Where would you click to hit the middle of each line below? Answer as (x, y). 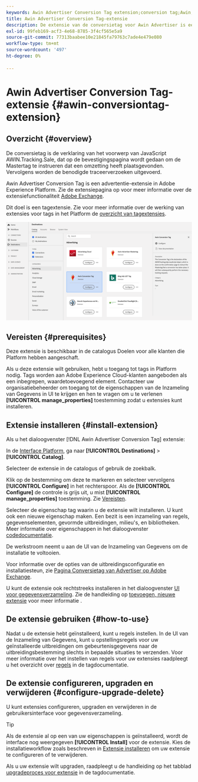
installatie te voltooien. (33, 553)
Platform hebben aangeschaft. (43, 357)
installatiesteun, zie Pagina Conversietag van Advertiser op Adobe (86, 570)
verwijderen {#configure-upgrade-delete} (85, 693)
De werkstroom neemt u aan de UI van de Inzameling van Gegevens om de (97, 546)
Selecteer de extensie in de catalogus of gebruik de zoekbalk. (81, 468)
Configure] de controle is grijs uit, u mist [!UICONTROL (73, 492)
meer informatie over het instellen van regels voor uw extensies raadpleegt (97, 658)
